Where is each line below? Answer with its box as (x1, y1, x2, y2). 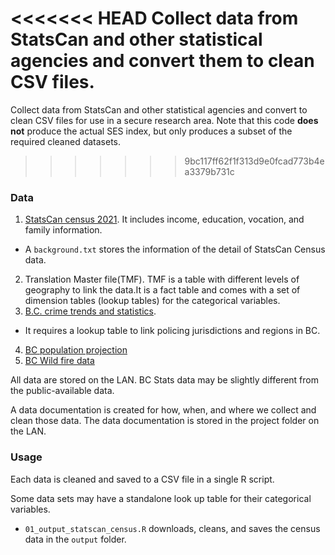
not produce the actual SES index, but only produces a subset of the (10, 125, 293, 137)
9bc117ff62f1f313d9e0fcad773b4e (184, 155, 325, 167)
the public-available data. (10, 385, 115, 397)
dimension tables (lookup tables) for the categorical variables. (24, 295, 281, 307)
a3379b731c (184, 165, 235, 177)
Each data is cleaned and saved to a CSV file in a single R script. (10, 473, 275, 485)
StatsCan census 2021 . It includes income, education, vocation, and (24, 213, 305, 226)
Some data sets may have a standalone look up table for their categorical (10, 492, 312, 504)
